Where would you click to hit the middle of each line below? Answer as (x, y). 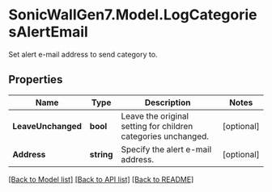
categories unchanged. (165, 136)
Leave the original (155, 116)
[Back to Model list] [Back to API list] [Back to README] (101, 179)
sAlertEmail (49, 32)
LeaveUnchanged (47, 126)
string (101, 154)
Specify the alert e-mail (166, 149)
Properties (36, 79)
